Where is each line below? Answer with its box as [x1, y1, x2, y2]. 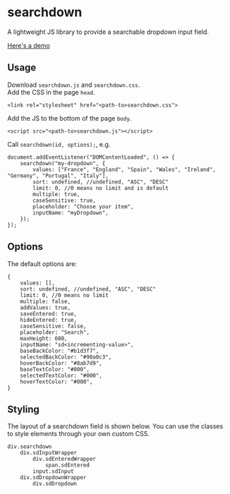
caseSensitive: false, [20, 323, 87, 330]
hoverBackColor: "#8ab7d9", [20, 359, 102, 367]
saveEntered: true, [20, 310, 78, 318]
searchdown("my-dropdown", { [20, 159, 106, 167]
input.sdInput [32, 468, 74, 475]
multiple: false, [20, 298, 71, 305]
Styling [7, 403, 40, 415]
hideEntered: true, [20, 316, 78, 323]
